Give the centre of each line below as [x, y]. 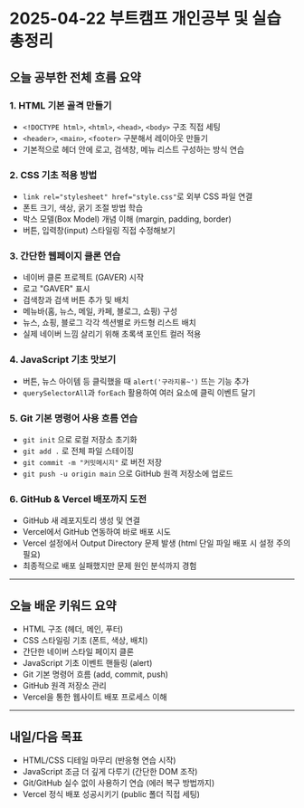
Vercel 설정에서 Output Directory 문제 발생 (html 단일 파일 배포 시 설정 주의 [157, 543]
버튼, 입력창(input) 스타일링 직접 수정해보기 [99, 231]
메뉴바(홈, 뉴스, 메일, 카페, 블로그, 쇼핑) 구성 [100, 311]
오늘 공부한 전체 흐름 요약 [76, 77]
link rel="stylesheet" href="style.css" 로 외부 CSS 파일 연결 [138, 196]
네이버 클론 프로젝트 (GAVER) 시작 [83, 278]
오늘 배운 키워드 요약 [63, 606]
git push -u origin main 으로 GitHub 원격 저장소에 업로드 [128, 474]
